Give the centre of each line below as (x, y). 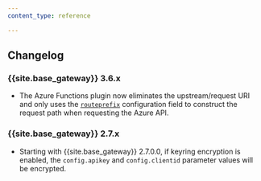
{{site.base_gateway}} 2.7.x (64, 134)
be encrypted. (43, 168)
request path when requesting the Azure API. (94, 113)
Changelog (36, 56)
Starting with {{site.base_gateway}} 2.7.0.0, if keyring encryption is (130, 151)
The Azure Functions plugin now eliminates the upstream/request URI (135, 96)
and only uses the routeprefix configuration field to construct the (128, 105)
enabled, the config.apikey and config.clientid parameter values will (136, 160)
